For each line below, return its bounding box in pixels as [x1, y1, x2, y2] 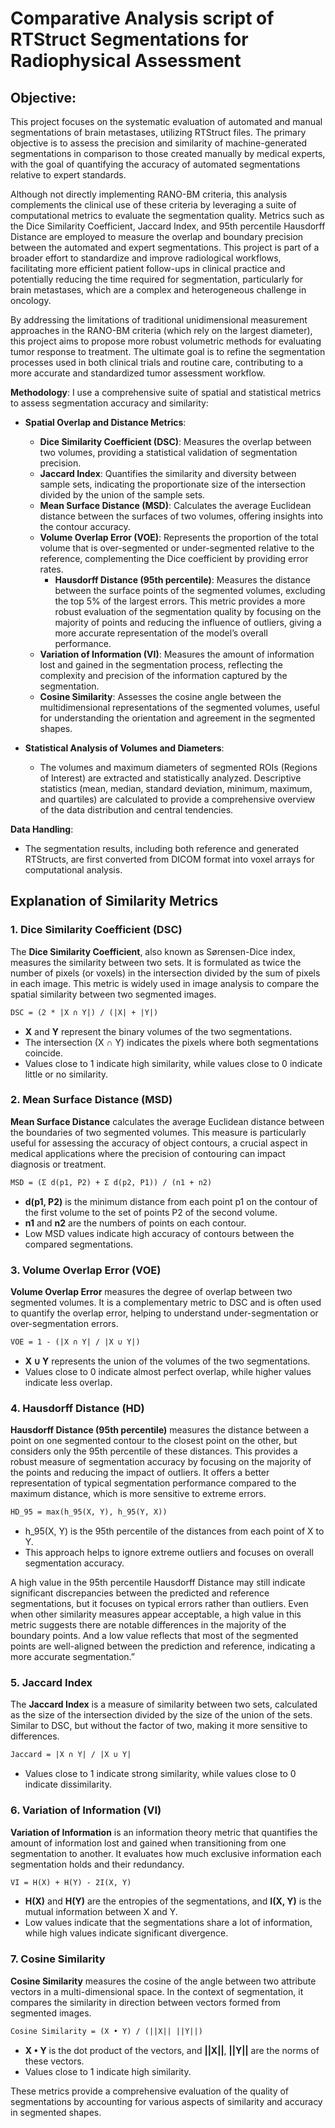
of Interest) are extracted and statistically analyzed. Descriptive [39, 772, 302, 784]
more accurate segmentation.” [10, 1651, 135, 1663]
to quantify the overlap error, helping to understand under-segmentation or [10, 1307, 319, 1319]
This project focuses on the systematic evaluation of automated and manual [10, 116, 323, 127]
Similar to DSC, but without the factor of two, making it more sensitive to [10, 1720, 308, 1732]
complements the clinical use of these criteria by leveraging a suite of [10, 199, 297, 211]
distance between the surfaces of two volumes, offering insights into [39, 510, 323, 522]
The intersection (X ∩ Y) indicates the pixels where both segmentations [24, 1036, 319, 1048]
